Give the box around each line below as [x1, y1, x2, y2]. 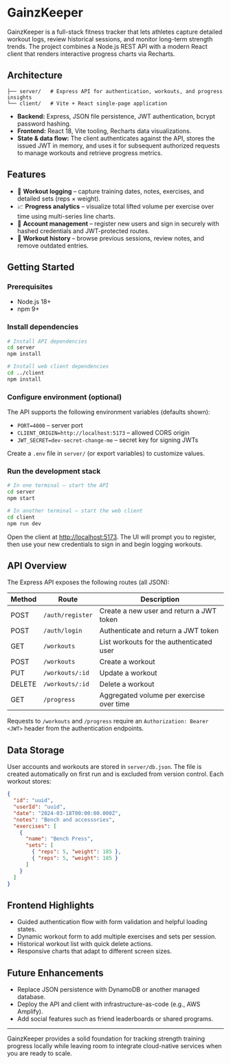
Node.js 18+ [16, 298, 52, 306]
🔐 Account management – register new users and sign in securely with [16, 219, 219, 228]
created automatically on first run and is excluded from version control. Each [7, 770, 224, 779]
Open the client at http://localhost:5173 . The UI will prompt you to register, [7, 532, 217, 541]
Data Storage [7, 744, 65, 756]
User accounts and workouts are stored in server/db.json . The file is [7, 763, 202, 771]
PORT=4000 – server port [16, 421, 84, 430]
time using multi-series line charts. [16, 212, 115, 220]
